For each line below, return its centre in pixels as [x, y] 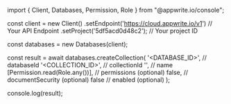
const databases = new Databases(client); [68, 44]
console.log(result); [35, 93]
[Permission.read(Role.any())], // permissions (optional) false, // [98, 72]
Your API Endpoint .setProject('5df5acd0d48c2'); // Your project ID [103, 31]
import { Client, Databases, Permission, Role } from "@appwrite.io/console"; [115, 10]
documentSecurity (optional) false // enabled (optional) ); [89, 80]
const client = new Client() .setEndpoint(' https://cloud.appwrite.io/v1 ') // [110, 23]
